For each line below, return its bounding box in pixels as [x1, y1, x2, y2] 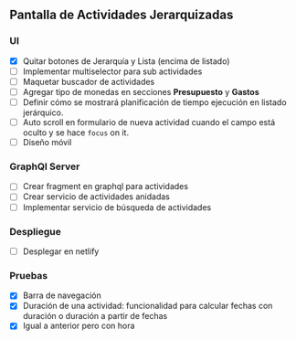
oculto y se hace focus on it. [22, 127, 130, 138]
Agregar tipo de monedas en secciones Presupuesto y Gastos [22, 86, 260, 97]
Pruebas [9, 269, 48, 282]
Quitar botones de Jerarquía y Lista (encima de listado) [22, 55, 230, 67]
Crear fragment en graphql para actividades [22, 181, 189, 192]
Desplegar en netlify [22, 246, 100, 257]
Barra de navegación [22, 290, 102, 301]
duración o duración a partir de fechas [22, 311, 168, 322]
